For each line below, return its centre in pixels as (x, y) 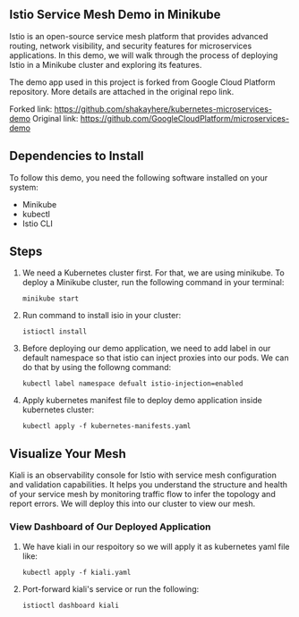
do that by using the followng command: (97, 368)
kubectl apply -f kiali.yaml (77, 572)
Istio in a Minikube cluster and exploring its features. (106, 64)
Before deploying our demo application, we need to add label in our (146, 349)
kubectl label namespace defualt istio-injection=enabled (132, 384)
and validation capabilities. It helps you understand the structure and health (149, 485)
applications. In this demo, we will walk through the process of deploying (144, 55)
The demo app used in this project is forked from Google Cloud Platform (142, 82)
